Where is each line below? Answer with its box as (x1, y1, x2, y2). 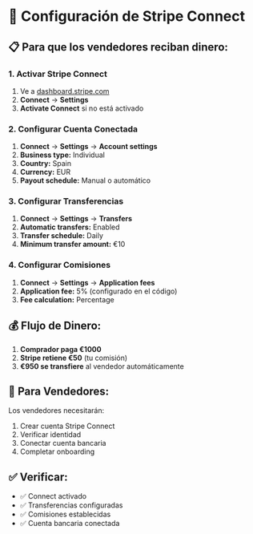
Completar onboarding (19, 447, 95, 456)
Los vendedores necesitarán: (8, 406, 105, 415)
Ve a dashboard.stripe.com (19, 86, 110, 95)
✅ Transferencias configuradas (19, 500, 123, 510)
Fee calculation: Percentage (19, 294, 114, 304)
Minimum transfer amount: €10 (19, 240, 126, 249)
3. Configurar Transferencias (8, 196, 124, 207)
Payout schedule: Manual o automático (19, 176, 151, 185)
